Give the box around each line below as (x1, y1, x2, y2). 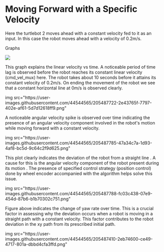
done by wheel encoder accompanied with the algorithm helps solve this (5, 170, 153, 176)
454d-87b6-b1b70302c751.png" (5, 196, 71, 202)
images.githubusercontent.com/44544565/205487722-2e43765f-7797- (5, 100, 152, 106)
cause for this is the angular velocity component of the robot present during (5, 160, 159, 166)
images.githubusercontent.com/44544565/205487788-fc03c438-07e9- (5, 190, 153, 196)
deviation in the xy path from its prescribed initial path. (5, 221, 116, 227)
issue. (5, 175, 17, 181)
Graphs (5, 45, 20, 51)
